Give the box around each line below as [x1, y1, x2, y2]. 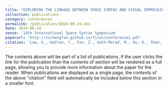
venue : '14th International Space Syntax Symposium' [5, 30, 117, 35]
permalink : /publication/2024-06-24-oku [5, 21, 91, 26]
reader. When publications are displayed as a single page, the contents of [5, 69, 157, 75]
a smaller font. [5, 80, 35, 86]
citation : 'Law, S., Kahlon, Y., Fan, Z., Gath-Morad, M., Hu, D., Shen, [5, 40, 162, 45]
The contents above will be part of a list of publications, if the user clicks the [5, 53, 162, 59]
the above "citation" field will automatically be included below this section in [5, 74, 162, 80]
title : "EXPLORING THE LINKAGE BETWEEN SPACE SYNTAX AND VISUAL [5, 7, 142, 12]
